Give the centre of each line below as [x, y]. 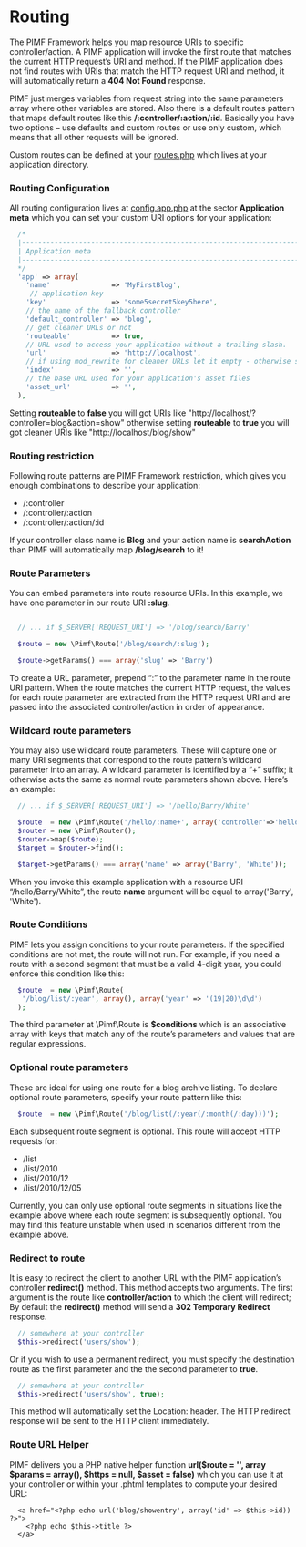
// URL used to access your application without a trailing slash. [156, 345]
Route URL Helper [49, 1445]
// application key [66, 294]
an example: [32, 789]
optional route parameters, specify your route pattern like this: [126, 1097]
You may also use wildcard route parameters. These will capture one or [143, 750]
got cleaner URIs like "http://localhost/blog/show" [102, 432]
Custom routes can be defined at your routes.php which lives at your [138, 155]
